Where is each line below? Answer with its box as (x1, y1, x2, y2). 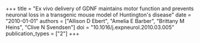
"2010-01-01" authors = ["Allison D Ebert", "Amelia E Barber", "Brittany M (5, 18, 185, 24)
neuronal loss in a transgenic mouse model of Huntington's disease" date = (5, 11, 192, 18)
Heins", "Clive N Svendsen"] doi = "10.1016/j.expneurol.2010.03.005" (5, 24, 175, 31)
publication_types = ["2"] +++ (5, 30, 80, 37)
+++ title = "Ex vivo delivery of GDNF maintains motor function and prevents (5, 5, 194, 12)
